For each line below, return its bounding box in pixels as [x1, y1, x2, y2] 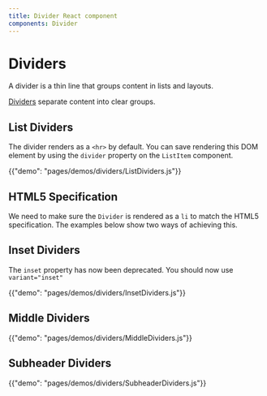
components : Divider [8, 19, 79, 28]
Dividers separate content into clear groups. [8, 97, 156, 106]
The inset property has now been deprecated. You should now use [8, 265, 234, 274]
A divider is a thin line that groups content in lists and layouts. [8, 81, 213, 91]
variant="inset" [8, 273, 63, 282]
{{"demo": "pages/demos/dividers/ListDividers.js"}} [8, 166, 182, 176]
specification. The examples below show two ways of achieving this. [8, 220, 238, 230]
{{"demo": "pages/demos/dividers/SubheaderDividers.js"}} [8, 378, 207, 388]
